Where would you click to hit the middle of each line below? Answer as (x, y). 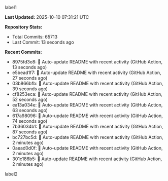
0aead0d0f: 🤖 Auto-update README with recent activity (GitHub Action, (87, 148)
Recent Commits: (23, 52)
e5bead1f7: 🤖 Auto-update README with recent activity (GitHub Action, (87, 73)
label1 (11, 7)
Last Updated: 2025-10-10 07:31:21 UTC (47, 17)
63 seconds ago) (30, 110)
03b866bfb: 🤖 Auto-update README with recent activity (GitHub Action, (88, 83)
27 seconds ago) (30, 78)
